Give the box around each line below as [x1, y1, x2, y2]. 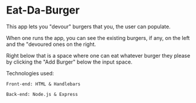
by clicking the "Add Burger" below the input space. [6, 58, 133, 65]
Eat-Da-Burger [6, 4, 80, 17]
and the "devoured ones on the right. [6, 41, 97, 48]
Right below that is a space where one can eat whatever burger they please [6, 52, 191, 59]
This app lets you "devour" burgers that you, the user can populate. [6, 23, 171, 30]
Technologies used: [6, 69, 54, 77]
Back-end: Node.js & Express [6, 91, 78, 97]
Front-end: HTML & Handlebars [6, 81, 81, 87]
